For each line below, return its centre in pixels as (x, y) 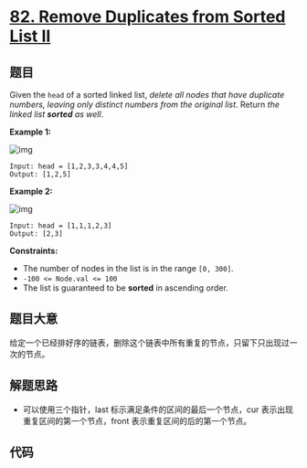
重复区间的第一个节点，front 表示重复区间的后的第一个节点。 (137, 420)
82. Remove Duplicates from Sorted (148, 17)
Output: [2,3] (37, 234)
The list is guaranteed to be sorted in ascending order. (125, 288)
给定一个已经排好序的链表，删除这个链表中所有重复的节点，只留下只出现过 (149, 342)
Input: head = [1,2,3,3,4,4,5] (69, 166)
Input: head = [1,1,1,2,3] (61, 226)
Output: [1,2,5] (40, 175)
